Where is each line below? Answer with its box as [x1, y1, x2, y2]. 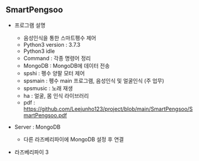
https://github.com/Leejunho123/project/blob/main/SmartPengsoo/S [23, 105, 194, 112]
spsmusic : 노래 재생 [23, 84, 73, 92]
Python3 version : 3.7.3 [23, 41, 81, 48]
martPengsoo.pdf [23, 111, 68, 119]
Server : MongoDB [14, 123, 61, 130]
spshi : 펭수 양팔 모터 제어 [23, 69, 85, 77]
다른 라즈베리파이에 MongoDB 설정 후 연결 [23, 135, 124, 143]
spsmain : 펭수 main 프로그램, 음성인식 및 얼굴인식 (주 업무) [23, 77, 165, 84]
